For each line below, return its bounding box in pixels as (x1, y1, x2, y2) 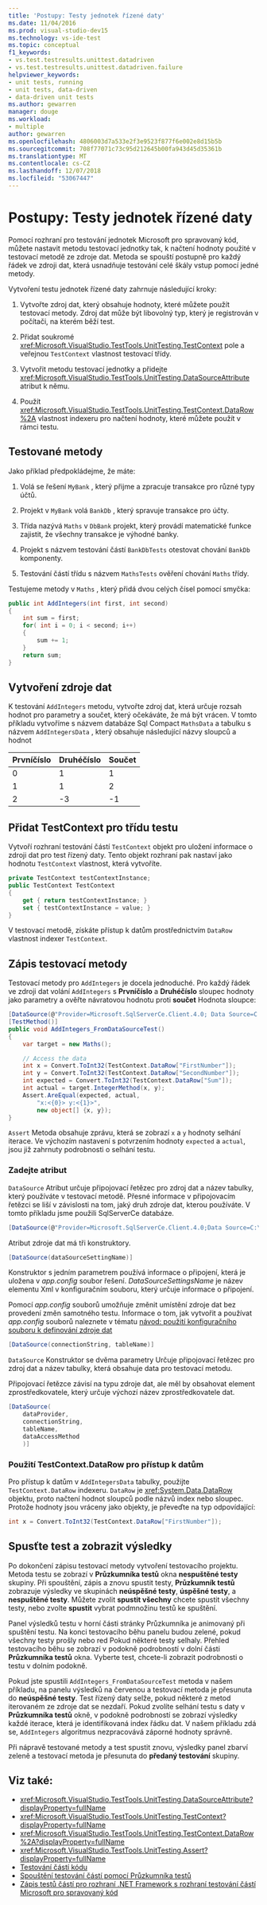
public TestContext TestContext (8, 882, 115, 890)
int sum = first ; (22, 614, 80, 622)
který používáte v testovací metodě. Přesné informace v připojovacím (8, 1191, 236, 1201)
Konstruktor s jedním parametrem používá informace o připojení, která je (8, 1268, 246, 1277)
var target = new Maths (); (22, 1040, 112, 1048)
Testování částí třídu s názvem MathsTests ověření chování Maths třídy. (19, 568, 250, 578)
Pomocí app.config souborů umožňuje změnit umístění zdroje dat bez (8, 1300, 236, 1310)
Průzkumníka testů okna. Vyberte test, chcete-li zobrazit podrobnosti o (8, 1652, 244, 1662)
